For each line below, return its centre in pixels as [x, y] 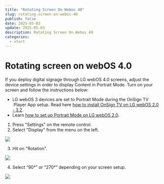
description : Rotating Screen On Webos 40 [49, 32]
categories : [17, 37]
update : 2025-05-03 [25, 28]
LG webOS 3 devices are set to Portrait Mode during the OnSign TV [80, 99]
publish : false [21, 19]
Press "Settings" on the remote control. [52, 124]
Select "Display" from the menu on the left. [55, 130]
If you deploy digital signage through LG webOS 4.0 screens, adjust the [77, 79]
